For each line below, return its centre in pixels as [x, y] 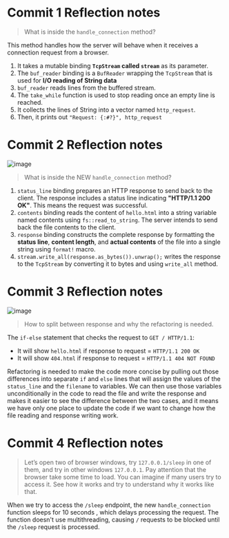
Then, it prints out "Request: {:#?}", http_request [89, 117]
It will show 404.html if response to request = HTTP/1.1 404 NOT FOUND [116, 358]
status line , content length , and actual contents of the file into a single [119, 242]
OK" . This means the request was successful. [82, 205]
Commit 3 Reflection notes [85, 292]
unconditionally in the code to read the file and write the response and [107, 393]
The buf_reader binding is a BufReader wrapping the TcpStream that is [114, 73]
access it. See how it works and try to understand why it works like [119, 484]
